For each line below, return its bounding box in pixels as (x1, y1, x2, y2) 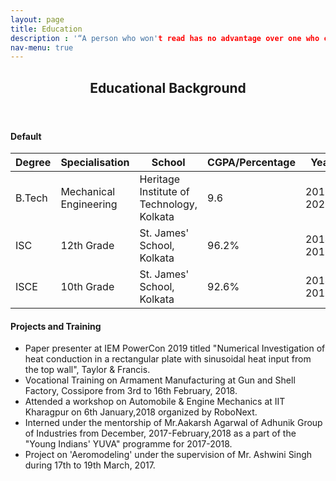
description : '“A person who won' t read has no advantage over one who (10, 33, 320, 43)
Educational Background (89, 79, 247, 96)
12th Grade (60, 239, 115, 253)
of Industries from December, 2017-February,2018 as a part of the (24, 427, 297, 440)
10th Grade (60, 280, 115, 294)
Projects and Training (10, 320, 102, 332)
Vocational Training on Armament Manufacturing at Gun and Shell (24, 374, 296, 386)
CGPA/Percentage (207, 156, 296, 170)
